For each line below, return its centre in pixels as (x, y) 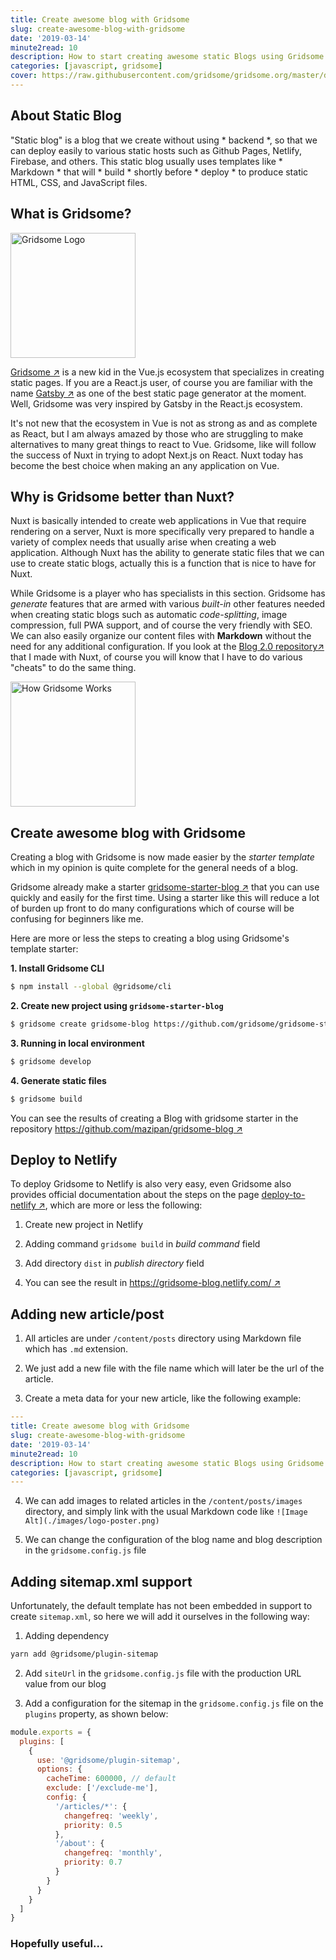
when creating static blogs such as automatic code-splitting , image (149, 615)
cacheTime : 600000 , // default (111, 1779)
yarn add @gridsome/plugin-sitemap (84, 1654)
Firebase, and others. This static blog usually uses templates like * (146, 161)
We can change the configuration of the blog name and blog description (173, 1540)
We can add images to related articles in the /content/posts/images (163, 1501)
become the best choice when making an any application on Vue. (145, 465)
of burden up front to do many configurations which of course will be (152, 908)
